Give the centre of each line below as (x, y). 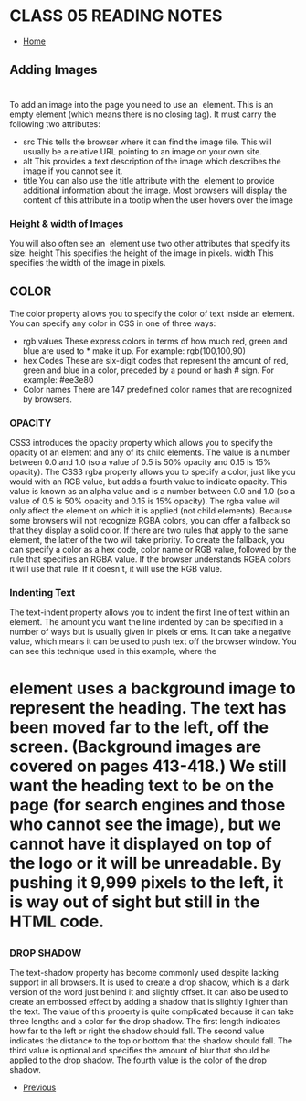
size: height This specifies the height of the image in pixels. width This (142, 253)
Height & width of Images (67, 223)
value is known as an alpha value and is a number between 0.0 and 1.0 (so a (153, 492)
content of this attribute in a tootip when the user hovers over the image (158, 200)
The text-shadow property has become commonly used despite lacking (144, 972)
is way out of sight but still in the (135, 902)
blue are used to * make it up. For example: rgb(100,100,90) (134, 350)
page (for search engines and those (148, 805)
